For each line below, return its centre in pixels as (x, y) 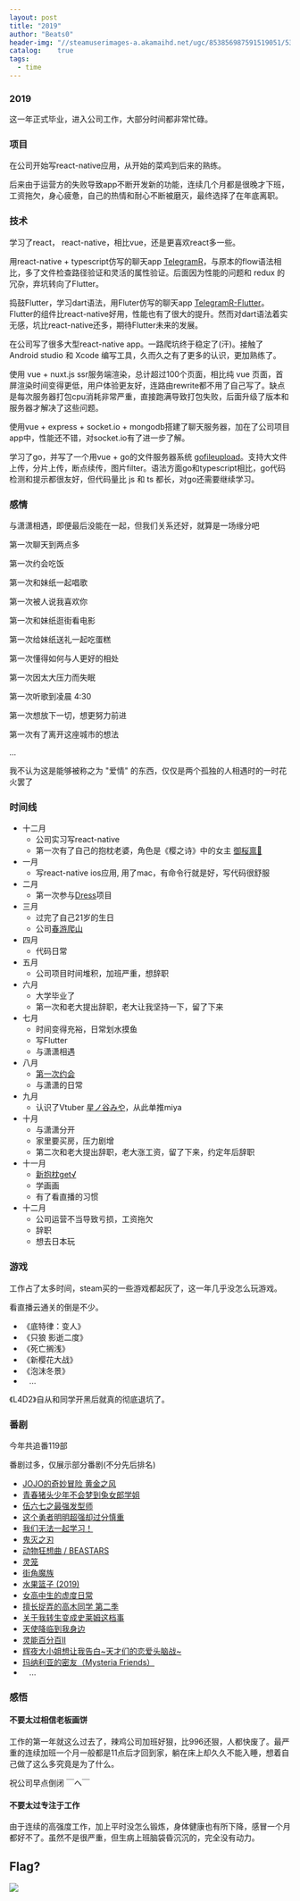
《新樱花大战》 (50, 1360)
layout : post (33, 17)
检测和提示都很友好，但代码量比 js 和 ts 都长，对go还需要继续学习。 (134, 479)
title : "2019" (36, 26)
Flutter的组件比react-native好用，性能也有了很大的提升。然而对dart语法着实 (149, 314)
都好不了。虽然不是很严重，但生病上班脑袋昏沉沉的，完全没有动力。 (134, 1838)
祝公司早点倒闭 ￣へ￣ (50, 1783)
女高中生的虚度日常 (58, 1595)
